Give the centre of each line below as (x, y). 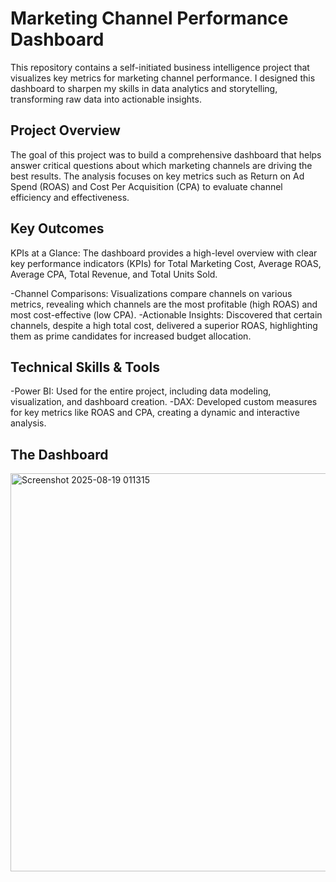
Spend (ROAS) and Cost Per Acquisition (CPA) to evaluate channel (146, 186)
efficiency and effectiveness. (70, 197)
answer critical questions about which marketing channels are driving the (161, 165)
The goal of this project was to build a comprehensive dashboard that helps (166, 154)
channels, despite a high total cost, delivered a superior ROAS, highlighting (164, 325)
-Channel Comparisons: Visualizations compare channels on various (151, 293)
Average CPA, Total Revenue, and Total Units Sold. (114, 274)
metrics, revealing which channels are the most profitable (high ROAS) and (164, 304)
